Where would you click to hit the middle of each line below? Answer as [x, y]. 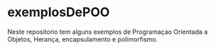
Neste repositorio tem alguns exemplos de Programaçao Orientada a [107, 32]
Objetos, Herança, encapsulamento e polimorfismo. [83, 39]
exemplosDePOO [59, 12]
